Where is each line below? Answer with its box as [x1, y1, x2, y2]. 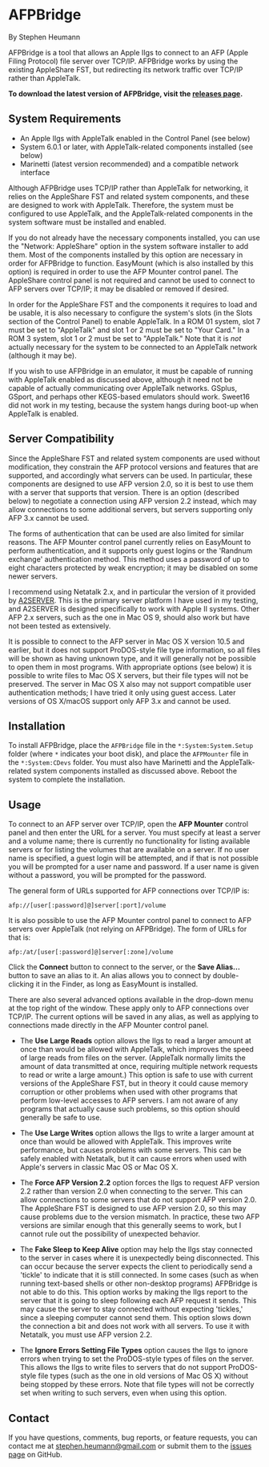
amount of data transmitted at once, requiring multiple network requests [19, 1062, 259, 1071]
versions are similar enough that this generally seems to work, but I [19, 1221, 242, 1230]
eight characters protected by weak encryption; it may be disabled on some [8, 563, 259, 572]
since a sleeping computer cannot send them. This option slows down [19, 1313, 251, 1323]
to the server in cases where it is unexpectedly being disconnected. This [19, 1254, 260, 1263]
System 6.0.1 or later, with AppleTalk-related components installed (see [19, 142, 254, 152]
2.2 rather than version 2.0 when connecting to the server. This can [19, 1186, 243, 1197]
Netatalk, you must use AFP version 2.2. [19, 1330, 153, 1339]
